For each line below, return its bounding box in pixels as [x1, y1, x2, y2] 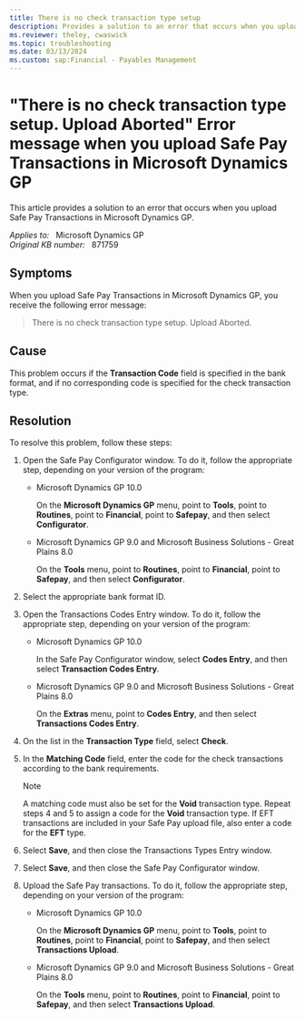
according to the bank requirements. [22, 763, 160, 774]
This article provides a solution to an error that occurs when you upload [9, 202, 277, 213]
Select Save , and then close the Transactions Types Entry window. [22, 845, 272, 856]
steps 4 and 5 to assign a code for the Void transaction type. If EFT [22, 808, 274, 819]
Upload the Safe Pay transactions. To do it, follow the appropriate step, [22, 880, 288, 892]
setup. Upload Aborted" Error [9, 115, 236, 135]
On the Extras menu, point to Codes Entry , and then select [35, 709, 257, 720]
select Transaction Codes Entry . [35, 663, 160, 674]
